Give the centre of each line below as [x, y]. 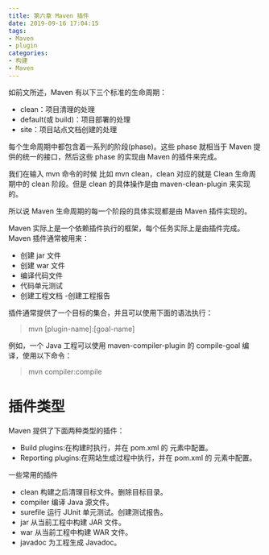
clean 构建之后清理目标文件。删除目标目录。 [93, 491]
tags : [17, 31]
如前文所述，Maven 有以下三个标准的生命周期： [88, 92]
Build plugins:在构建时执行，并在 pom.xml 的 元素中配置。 [116, 447]
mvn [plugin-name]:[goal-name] [81, 329]
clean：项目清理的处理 [57, 109]
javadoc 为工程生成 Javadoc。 [70, 542]
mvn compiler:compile [65, 371]
